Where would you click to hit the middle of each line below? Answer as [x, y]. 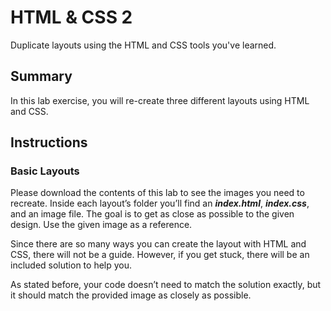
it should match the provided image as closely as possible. [131, 295]
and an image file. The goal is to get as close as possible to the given [152, 214]
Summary [41, 76]
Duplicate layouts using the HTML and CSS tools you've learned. [143, 45]
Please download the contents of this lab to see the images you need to [157, 193]
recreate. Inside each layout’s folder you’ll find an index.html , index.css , [160, 203]
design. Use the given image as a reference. [101, 225]
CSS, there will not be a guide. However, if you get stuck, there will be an [160, 255]
